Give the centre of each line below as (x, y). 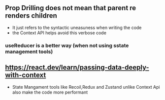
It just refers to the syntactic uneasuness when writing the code (77, 27)
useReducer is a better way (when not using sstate (67, 45)
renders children (31, 16)
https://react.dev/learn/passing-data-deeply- (77, 67)
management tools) (29, 51)
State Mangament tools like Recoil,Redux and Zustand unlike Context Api (86, 87)
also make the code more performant (50, 92)
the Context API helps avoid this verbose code (59, 33)
